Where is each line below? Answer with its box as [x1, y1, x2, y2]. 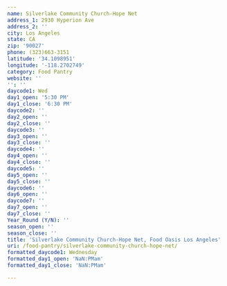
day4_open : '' [7, 152, 48, 160]
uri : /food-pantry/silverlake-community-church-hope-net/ [7, 242, 178, 250]
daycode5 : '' [7, 165, 45, 172]
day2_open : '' [7, 113, 48, 120]
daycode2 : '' [7, 107, 45, 114]
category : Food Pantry [7, 68, 73, 75]
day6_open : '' [7, 191, 48, 198]
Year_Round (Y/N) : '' [7, 217, 70, 224]
